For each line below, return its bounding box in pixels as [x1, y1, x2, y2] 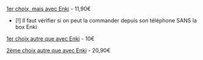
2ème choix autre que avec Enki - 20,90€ [6, 47, 111, 54]
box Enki [15, 24, 37, 30]
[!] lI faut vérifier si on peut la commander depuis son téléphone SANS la [15, 17, 197, 24]
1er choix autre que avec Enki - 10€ [6, 35, 94, 42]
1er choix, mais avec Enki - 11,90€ [6, 5, 91, 12]
